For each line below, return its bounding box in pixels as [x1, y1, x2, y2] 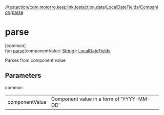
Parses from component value [5, 57, 66, 63]
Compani [140, 4, 159, 10]
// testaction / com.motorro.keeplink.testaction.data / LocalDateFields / [5, 4, 141, 10]
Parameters [5, 71, 41, 80]
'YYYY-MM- [120, 95, 150, 102]
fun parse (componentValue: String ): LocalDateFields [5, 47, 111, 53]
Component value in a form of [51, 95, 120, 102]
